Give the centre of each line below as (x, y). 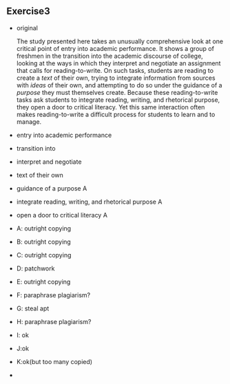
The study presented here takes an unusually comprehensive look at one (120, 41)
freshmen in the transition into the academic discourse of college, (110, 56)
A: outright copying (44, 228)
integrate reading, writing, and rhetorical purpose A (89, 202)
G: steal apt (33, 308)
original (27, 28)
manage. (29, 121)
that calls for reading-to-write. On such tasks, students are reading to (115, 70)
